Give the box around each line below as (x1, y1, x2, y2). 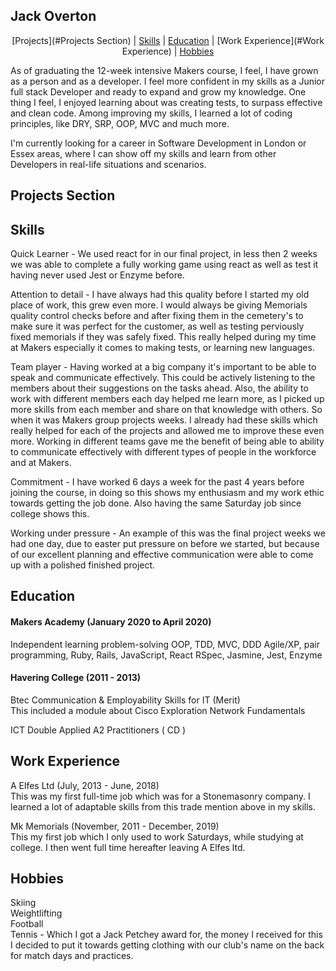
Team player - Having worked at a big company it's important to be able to (10, 361, 317, 373)
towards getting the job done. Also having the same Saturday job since (10, 497, 302, 509)
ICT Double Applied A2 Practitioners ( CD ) (10, 724, 187, 736)
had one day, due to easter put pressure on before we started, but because (10, 538, 320, 550)
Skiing (10, 897, 37, 909)
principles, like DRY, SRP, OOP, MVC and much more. (10, 117, 230, 129)
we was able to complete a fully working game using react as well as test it (10, 259, 319, 271)
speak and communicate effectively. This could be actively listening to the (10, 372, 316, 384)
